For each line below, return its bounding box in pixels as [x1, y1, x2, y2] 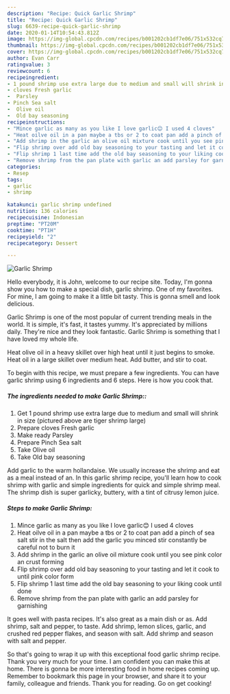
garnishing [16, 602, 48, 610]
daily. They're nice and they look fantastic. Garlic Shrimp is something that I [7, 328, 220, 336]
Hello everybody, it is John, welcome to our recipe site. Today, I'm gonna [7, 278, 213, 286]
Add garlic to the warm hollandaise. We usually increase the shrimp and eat [7, 467, 220, 475]
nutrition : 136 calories [7, 208, 78, 215]
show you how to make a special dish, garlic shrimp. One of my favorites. [7, 285, 214, 293]
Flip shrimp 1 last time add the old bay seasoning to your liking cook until [16, 580, 222, 588]
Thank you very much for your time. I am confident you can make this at [7, 658, 210, 666]
